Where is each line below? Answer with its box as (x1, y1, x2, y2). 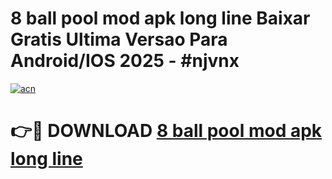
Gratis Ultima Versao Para (10, 28, 228, 51)
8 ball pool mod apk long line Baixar (10, 7, 311, 30)
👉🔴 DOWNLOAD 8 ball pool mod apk (10, 120, 323, 142)
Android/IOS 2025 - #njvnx (10, 50, 240, 72)
